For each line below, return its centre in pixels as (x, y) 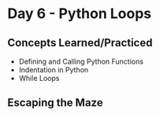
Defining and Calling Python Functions (81, 61)
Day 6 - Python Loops (80, 14)
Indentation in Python (54, 70)
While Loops (39, 78)
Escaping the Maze (55, 103)
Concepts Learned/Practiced (80, 43)
